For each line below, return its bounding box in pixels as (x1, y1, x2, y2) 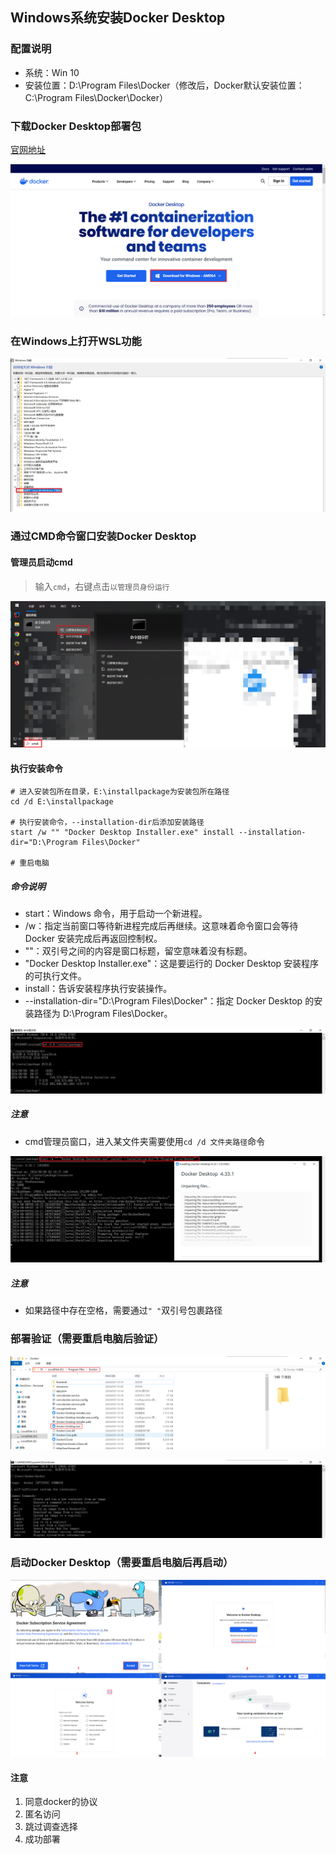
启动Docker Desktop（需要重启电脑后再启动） (10, 1556, 234, 1570)
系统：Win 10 (24, 66, 80, 78)
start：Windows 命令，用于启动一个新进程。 (24, 908, 208, 920)
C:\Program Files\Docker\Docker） (24, 91, 169, 103)
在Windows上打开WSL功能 (10, 334, 142, 348)
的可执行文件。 (24, 970, 87, 982)
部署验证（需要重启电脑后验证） (10, 1332, 165, 1346)
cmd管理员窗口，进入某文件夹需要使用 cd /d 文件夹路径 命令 (24, 1135, 266, 1147)
